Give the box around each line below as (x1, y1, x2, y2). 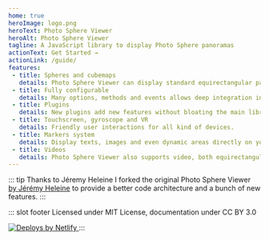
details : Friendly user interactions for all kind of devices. (18, 123, 235, 131)
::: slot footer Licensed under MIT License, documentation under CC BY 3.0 (8, 207, 257, 217)
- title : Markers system (11, 130, 94, 138)
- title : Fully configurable (11, 86, 110, 94)
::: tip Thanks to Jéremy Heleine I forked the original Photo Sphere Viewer (8, 175, 251, 185)
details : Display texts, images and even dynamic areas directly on (18, 138, 252, 146)
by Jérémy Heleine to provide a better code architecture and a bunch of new (8, 183, 261, 193)
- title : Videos (11, 146, 66, 154)
